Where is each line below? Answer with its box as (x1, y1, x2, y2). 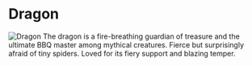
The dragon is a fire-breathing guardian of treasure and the (43, 31, 240, 41)
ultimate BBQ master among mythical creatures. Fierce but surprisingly (8, 39, 245, 49)
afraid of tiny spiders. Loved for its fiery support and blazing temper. (8, 48, 236, 58)
